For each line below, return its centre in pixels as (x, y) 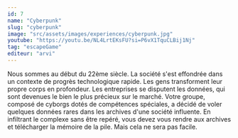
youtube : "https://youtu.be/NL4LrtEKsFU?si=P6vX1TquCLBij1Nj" (101, 41)
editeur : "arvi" (31, 54)
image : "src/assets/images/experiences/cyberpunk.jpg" (90, 34)
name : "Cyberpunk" (34, 21)
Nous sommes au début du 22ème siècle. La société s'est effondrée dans (115, 74)
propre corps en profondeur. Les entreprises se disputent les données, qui (116, 89)
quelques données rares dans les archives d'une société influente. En (109, 112)
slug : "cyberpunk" (34, 27)
